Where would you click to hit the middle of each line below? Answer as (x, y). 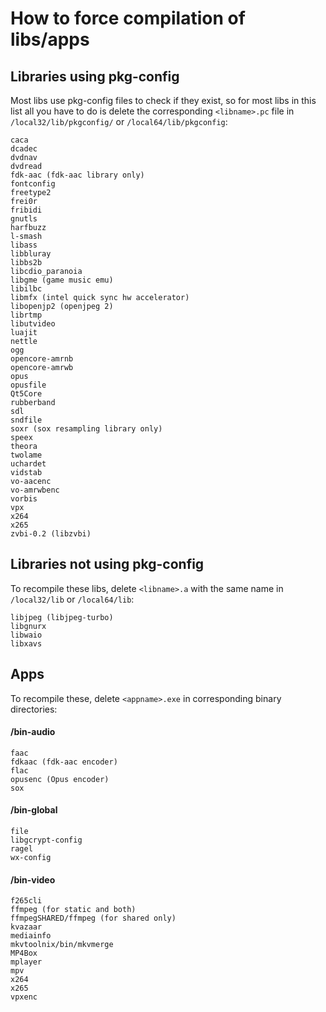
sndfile (26, 420)
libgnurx (28, 626)
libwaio (26, 635)
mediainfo (31, 936)
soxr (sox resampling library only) (86, 429)
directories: (34, 709)
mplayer (26, 962)
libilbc (26, 289)
